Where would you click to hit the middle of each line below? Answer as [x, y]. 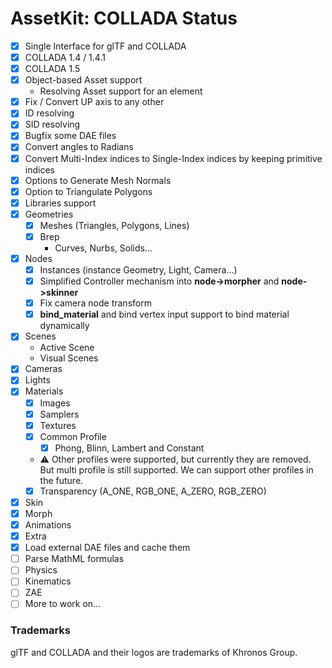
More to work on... [63, 604]
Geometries [49, 214]
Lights [37, 380]
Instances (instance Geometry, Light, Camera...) [138, 270]
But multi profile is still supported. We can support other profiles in [176, 469]
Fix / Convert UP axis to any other [94, 102]
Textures [58, 425]
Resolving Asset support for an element [121, 91]
